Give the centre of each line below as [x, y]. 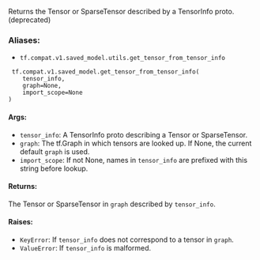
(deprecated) [30, 20]
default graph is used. [55, 151]
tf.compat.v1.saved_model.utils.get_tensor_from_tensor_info [122, 58]
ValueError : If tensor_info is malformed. [85, 247]
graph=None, [42, 86]
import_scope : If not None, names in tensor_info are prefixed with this [133, 160]
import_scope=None [53, 93]
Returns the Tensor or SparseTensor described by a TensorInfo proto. [121, 11]
